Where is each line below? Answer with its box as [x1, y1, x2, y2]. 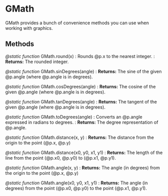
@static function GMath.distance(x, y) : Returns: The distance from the [5, 134, 154, 140]
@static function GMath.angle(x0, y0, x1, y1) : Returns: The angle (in [5, 180, 148, 186]
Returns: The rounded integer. [5, 59, 69, 65]
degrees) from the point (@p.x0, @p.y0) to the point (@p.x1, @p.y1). [5, 185, 147, 191]
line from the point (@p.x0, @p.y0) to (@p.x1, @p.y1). [5, 155, 116, 161]
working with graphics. [5, 25, 53, 31]
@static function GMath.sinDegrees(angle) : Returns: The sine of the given [5, 68, 162, 74]
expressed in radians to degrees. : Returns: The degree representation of [5, 119, 158, 125]
